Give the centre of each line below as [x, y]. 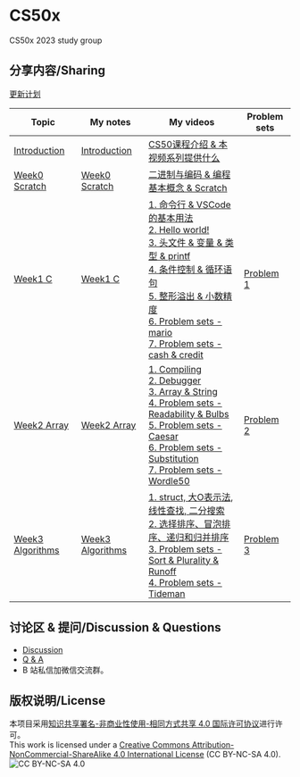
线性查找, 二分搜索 [187, 510]
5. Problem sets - [186, 425]
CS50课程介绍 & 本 [188, 144]
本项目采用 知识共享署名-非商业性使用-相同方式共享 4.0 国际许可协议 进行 [142, 723]
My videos [192, 121]
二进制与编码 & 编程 [190, 174]
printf [179, 255]
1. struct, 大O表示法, [191, 497]
